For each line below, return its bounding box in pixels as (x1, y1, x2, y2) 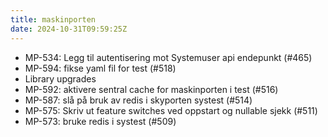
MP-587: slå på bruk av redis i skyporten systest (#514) (24, 94, 253, 106)
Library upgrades (24, 72, 97, 85)
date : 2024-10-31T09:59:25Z (10, 24, 128, 34)
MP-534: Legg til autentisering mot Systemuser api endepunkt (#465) (24, 51, 313, 63)
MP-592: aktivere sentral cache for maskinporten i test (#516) (24, 83, 279, 95)
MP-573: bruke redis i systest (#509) (24, 115, 177, 127)
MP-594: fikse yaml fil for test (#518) (24, 62, 177, 74)
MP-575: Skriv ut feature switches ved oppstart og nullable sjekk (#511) (24, 104, 318, 116)
